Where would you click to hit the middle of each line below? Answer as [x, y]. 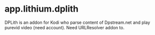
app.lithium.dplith [41, 9]
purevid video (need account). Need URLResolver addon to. [65, 27]
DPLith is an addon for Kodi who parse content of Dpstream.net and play [77, 22]
